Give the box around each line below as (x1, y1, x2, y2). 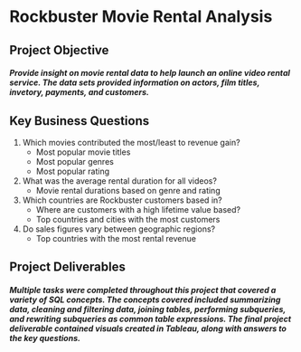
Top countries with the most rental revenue (35, 233, 197, 243)
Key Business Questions (9, 113, 150, 128)
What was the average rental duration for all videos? (22, 175, 217, 186)
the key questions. (9, 332, 81, 343)
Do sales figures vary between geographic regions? (22, 224, 215, 234)
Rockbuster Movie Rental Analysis (9, 6, 273, 27)
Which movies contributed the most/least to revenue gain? (22, 137, 241, 147)
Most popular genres (35, 156, 115, 166)
